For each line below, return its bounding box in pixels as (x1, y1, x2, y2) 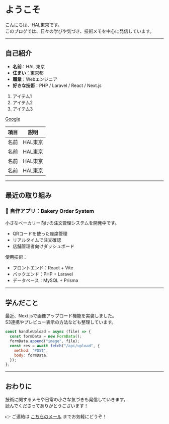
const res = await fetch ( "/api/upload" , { (10, 343, 100, 348)
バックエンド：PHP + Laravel (12, 271, 73, 277)
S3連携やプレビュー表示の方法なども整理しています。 (5, 319, 116, 325)
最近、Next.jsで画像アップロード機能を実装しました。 (5, 313, 117, 319)
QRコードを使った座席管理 (12, 230, 68, 237)
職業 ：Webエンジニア (12, 76, 58, 82)
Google (5, 116, 21, 122)
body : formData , (14, 353, 49, 358)
